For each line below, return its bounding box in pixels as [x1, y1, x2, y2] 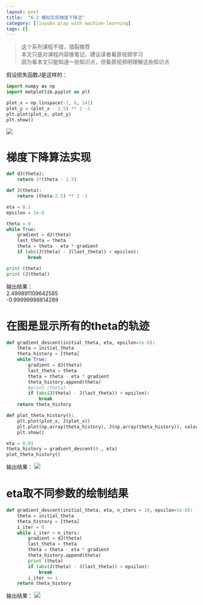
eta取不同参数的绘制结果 [6, 487, 129, 501]
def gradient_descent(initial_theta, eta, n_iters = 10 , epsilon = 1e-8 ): [6, 507, 193, 513]
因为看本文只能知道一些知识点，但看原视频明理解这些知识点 [21, 58, 170, 65]
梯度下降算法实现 [6, 150, 92, 164]
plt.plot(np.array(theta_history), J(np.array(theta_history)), [17, 424, 182, 430]
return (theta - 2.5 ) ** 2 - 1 [17, 193, 88, 199]
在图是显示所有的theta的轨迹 [6, 319, 150, 333]
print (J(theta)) [6, 271, 50, 277]
